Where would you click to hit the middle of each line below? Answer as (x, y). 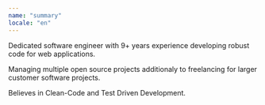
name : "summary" (35, 15)
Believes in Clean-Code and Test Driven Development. (97, 92)
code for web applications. (52, 54)
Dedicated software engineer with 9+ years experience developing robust (129, 45)
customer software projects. (54, 77)
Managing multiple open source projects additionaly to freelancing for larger (133, 69)
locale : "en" (30, 23)
